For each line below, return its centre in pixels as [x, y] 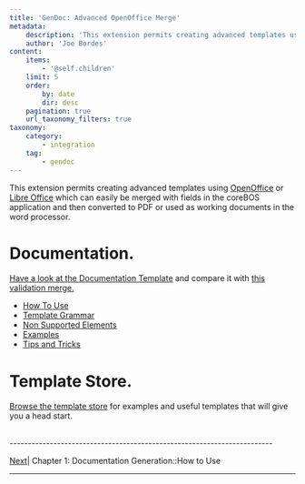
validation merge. [42, 288]
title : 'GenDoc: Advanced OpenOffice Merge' [95, 18]
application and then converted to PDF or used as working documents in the [152, 207]
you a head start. [41, 416]
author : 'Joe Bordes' [66, 43]
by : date [59, 94]
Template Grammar [59, 316]
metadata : [28, 26]
